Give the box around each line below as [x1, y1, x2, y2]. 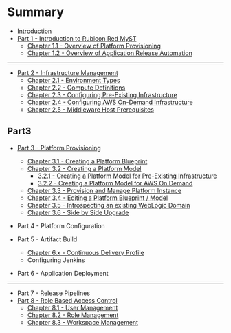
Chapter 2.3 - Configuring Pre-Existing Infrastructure [27, 90, 177, 99]
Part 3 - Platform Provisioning [16, 143, 101, 152]
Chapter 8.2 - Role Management [27, 311, 119, 319]
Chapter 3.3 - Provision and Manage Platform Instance [27, 186, 182, 194]
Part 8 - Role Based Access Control [16, 296, 118, 304]
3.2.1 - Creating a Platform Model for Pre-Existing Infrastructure [37, 172, 217, 180]
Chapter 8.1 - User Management [27, 303, 118, 312]
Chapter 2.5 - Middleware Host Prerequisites [27, 105, 155, 114]
